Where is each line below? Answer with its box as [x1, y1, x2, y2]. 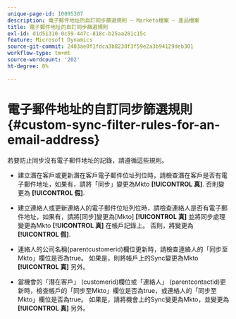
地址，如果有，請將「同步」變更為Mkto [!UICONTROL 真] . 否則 [36, 180, 218, 188]
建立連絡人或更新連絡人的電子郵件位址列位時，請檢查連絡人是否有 [17, 204, 209, 212]
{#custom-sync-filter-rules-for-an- [7, 117, 221, 132]
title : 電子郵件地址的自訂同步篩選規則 [7, 23, 108, 30]
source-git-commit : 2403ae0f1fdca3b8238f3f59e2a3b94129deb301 [7, 43, 194, 50]
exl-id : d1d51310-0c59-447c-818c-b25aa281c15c [7, 30, 147, 37]
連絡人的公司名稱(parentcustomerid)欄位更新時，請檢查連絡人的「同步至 [17, 244, 228, 254]
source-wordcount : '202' [7, 56, 80, 63]
